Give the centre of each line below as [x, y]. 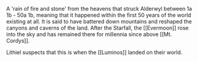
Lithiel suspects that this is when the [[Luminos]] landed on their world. [94, 52]
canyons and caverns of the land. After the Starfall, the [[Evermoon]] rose [97, 28]
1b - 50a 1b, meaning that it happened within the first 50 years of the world [99, 15]
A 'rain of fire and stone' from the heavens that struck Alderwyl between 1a [99, 9]
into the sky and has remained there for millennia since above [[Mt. [89, 34]
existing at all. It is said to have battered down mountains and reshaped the [99, 21]
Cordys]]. [18, 41]
